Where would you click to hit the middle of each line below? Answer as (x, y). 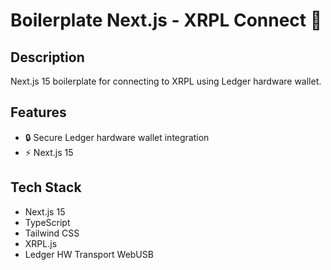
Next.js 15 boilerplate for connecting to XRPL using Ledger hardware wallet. (166, 81)
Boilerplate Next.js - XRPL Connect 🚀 (166, 20)
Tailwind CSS (52, 233)
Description (47, 57)
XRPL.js (41, 243)
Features (38, 112)
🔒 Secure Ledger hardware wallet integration (117, 137)
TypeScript (47, 222)
